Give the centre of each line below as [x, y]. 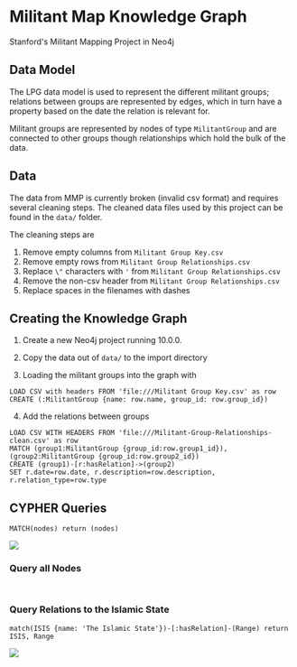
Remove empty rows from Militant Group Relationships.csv [136, 261]
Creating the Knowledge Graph [98, 318]
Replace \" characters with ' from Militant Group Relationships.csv [152, 271]
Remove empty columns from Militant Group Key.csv [123, 252]
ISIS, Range [32, 636]
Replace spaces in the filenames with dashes [106, 290]
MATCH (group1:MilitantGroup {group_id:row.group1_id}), [119, 449]
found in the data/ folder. [56, 217]
